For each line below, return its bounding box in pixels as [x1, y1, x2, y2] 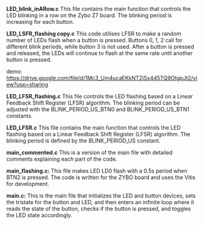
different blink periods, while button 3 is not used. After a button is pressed [6, 43, 195, 50]
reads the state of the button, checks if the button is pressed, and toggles [6, 205, 191, 212]
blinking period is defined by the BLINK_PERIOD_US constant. [6, 137, 161, 144]
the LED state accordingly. [6, 212, 72, 219]
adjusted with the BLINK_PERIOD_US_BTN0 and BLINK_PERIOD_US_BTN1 [6, 106, 190, 112]
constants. [6, 112, 33, 119]
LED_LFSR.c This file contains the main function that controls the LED [6, 124, 181, 131]
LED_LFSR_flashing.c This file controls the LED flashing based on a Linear [6, 93, 193, 100]
